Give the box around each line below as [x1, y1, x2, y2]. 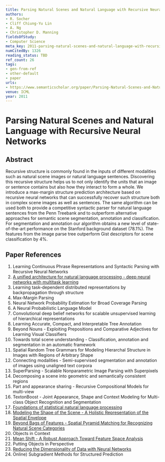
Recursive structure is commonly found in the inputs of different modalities [5, 168, 156, 174]
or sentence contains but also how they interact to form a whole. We [5, 184, 143, 190]
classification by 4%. [5, 236, 48, 242]
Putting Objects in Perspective [12, 441, 74, 447]
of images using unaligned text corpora [12, 363, 93, 369]
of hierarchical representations [12, 316, 75, 322]
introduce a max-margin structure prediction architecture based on [5, 190, 141, 195]
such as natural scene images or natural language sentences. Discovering [5, 174, 155, 180]
